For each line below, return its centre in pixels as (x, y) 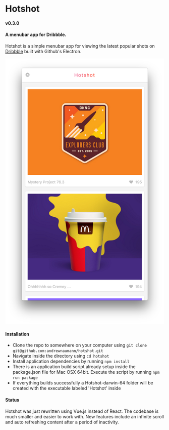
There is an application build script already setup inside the (74, 367)
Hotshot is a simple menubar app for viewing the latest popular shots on (80, 46)
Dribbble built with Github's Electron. (43, 51)
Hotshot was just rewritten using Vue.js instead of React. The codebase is (82, 411)
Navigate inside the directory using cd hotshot (61, 356)
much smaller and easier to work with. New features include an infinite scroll (84, 416)
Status (12, 400)
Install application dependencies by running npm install (71, 361)
